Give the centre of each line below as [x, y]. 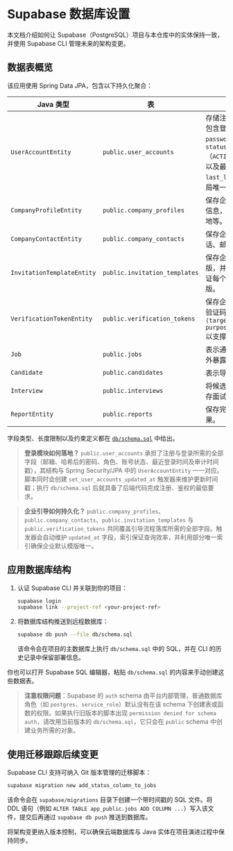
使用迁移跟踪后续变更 [53, 754]
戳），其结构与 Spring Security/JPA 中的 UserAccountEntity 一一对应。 [123, 470]
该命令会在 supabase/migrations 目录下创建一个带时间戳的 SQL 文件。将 [110, 800]
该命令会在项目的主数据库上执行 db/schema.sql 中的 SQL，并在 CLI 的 [116, 649]
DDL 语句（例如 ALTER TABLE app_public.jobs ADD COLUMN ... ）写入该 [107, 808]
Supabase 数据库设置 [69, 14]
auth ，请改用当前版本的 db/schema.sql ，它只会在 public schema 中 [120, 722]
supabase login [39, 601]
